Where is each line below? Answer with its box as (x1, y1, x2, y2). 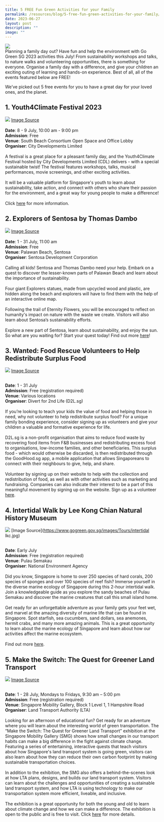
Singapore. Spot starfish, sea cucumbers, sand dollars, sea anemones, (5, 615, 147, 621)
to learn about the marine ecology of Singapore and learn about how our (5, 626, 151, 632)
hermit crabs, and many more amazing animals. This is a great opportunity (5, 620, 155, 626)
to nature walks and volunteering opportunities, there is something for (5, 59, 145, 64)
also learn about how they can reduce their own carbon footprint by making (5, 754, 157, 760)
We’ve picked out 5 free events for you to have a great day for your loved (5, 84, 152, 90)
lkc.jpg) (5, 533, 20, 539)
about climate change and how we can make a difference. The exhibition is (5, 806, 156, 812)
